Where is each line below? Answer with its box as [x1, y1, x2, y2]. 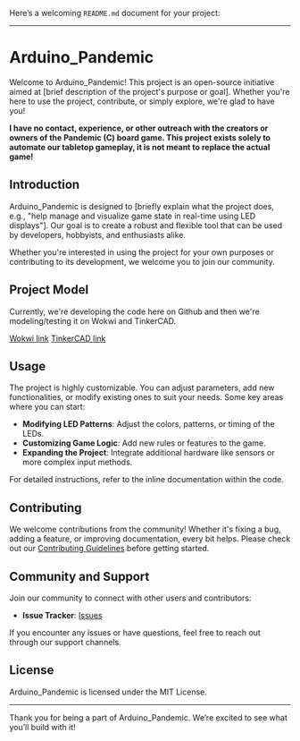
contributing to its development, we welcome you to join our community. [9, 256, 275, 267]
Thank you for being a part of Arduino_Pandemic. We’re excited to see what [9, 711, 288, 723]
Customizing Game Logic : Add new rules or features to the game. [21, 438, 266, 448]
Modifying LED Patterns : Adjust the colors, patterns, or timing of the [21, 419, 275, 430]
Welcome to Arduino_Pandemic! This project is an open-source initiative [9, 76, 275, 88]
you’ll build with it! [9, 721, 76, 732]
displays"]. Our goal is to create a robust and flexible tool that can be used [9, 219, 283, 231]
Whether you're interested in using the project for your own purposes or [9, 246, 275, 258]
